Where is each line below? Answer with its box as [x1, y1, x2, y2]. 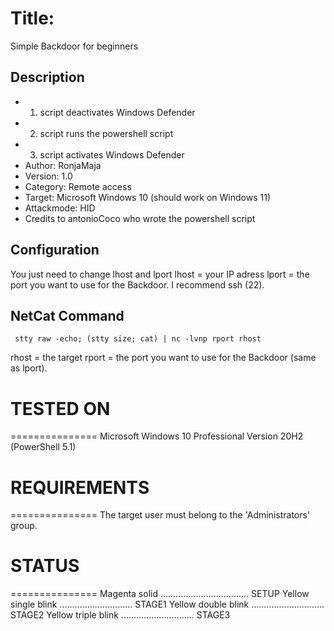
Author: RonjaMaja [24, 159, 102, 171]
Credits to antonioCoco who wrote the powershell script [24, 212, 256, 224]
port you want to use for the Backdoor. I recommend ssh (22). [10, 278, 265, 291]
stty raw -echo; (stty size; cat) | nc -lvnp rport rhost [14, 334, 262, 344]
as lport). [10, 362, 48, 374]
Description [10, 69, 85, 86]
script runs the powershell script [39, 127, 174, 139]
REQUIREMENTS [10, 476, 150, 499]
